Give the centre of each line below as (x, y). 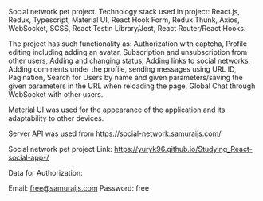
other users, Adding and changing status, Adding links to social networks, (130, 60)
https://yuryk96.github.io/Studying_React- (183, 149)
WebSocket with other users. (56, 94)
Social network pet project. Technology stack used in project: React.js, (124, 12)
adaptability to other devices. (56, 118)
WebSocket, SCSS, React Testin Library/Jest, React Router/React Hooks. (127, 28)
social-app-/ (29, 157)
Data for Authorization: (46, 173)
